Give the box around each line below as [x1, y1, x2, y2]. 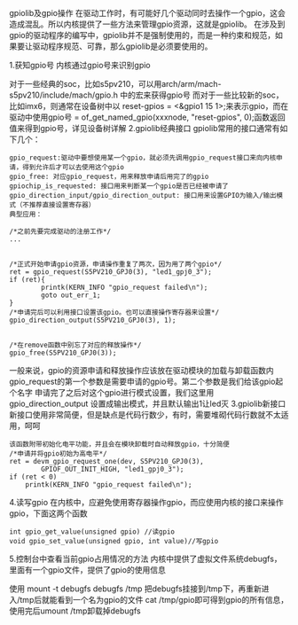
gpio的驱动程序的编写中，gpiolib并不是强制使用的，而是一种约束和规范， [9, 30, 276, 40]
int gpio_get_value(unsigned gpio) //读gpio [9, 527, 176, 536]
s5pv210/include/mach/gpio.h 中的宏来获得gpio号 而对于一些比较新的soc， [9, 90, 284, 100]
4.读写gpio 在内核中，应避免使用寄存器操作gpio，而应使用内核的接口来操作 [9, 497, 284, 507]
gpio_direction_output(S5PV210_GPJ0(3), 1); [9, 316, 176, 324]
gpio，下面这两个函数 [9, 508, 88, 519]
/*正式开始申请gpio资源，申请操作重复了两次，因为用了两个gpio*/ [9, 260, 223, 269]
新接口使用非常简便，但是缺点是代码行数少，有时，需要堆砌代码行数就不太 [9, 410, 281, 419]
